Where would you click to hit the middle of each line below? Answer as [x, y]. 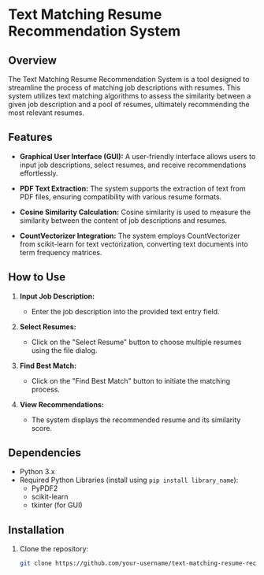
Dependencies [45, 453]
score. [42, 428]
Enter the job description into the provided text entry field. [125, 311]
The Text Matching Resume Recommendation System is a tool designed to [129, 79]
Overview [33, 60]
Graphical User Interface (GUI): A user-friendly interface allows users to [138, 156]
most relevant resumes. [46, 113]
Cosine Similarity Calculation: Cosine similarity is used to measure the [135, 212]
